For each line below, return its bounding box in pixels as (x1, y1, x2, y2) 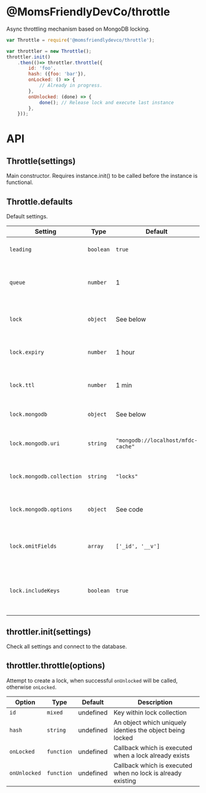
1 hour (115, 348, 135, 357)
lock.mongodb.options (9, 506, 72, 513)
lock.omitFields (9, 543, 57, 550)
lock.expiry (9, 349, 45, 356)
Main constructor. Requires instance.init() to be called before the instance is (6, 172, 198, 180)
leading (9, 246, 32, 253)
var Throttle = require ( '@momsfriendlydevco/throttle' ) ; (6, 37, 155, 43)
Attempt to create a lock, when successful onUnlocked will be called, (6, 676, 178, 684)
